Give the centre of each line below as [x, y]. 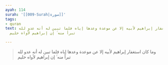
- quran [13, 24]
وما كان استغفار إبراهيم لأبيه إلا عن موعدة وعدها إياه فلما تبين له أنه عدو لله [87, 51]
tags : [11, 19]
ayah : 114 [15, 10]
